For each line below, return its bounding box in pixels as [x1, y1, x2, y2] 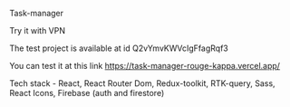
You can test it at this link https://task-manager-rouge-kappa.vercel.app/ [9, 61, 281, 71]
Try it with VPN [9, 25, 66, 35]
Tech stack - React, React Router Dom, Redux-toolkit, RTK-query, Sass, [9, 78, 275, 89]
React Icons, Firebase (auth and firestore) [9, 88, 165, 98]
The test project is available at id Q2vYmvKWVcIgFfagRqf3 [9, 43, 228, 53]
